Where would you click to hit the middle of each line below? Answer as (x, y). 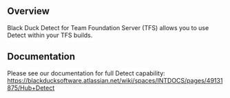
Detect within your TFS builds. (50, 35)
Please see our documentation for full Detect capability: (86, 73)
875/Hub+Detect (31, 88)
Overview (29, 11)
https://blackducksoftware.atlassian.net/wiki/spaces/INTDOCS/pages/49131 (115, 80)
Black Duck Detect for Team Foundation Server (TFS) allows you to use (108, 27)
